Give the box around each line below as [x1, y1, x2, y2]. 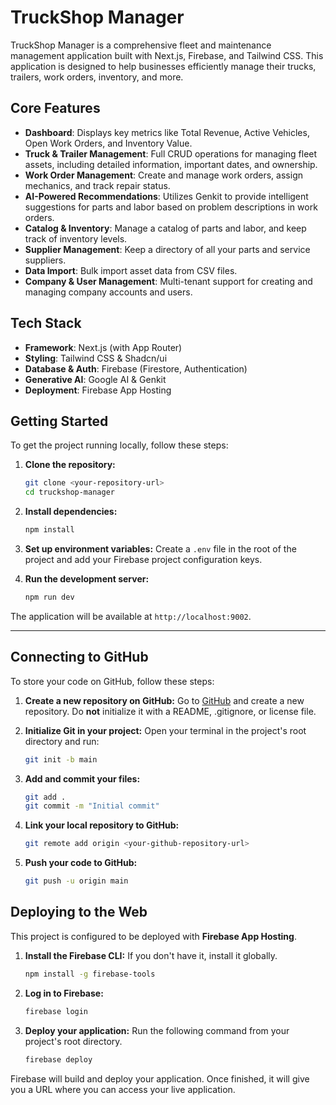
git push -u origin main [24, 876, 129, 886]
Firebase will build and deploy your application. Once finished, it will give [10, 1072, 310, 1085]
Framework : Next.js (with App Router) [24, 341, 183, 353]
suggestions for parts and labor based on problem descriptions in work [24, 201, 318, 213]
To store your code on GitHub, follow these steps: [10, 675, 215, 687]
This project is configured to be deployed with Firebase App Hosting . [10, 930, 297, 942]
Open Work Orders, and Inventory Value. [24, 137, 193, 149]
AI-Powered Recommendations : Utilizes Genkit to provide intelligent [24, 190, 309, 202]
